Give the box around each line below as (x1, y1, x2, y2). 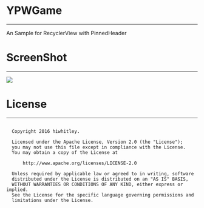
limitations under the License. (12, 197, 94, 203)
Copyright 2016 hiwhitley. (12, 128, 80, 134)
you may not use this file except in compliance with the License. (12, 144, 186, 150)
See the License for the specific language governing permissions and (12, 192, 194, 198)
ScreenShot (6, 51, 67, 64)
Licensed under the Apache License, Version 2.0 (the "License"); (12, 139, 183, 145)
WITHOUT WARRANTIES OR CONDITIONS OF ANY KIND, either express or (12, 181, 183, 187)
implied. (6, 186, 29, 193)
